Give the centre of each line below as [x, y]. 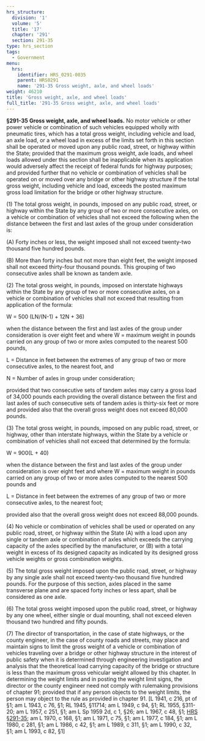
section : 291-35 [32, 40]
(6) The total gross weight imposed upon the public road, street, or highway [102, 608]
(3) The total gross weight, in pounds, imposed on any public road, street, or [102, 428]
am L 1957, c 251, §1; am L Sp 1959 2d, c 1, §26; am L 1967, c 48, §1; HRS [107, 712]
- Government [28, 58]
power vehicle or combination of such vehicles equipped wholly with [93, 127]
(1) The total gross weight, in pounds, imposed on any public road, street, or [102, 204]
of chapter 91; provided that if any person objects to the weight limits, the [99, 692]
